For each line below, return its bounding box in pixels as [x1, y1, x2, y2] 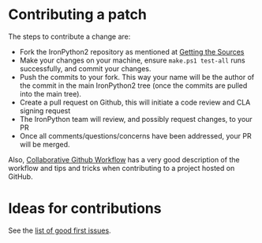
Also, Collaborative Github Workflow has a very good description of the [8, 154, 240, 164]
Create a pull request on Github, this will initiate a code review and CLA [19, 97, 251, 107]
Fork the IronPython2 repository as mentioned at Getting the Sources [19, 47, 245, 56]
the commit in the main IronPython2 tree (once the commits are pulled [19, 81, 248, 90]
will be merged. [19, 139, 70, 149]
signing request [19, 105, 71, 116]
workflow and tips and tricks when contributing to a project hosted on [8, 163, 235, 173]
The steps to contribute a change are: [8, 32, 131, 41]
